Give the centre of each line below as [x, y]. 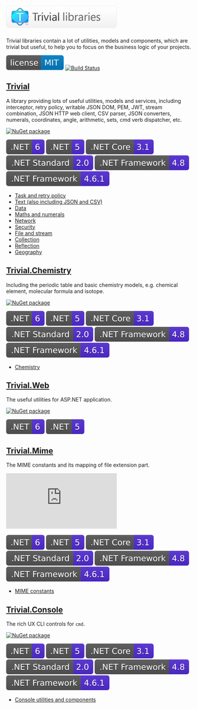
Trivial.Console [35, 609]
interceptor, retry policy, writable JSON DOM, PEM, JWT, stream [84, 107]
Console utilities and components [55, 700]
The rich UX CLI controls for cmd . [46, 624]
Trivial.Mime [30, 451]
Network [25, 221]
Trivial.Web [28, 385]
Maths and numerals [40, 214]
